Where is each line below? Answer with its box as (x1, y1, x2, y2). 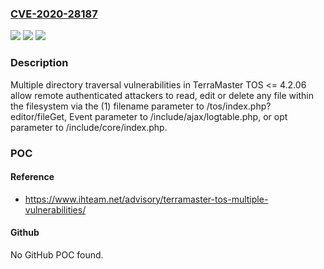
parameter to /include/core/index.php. (10, 121, 168, 133)
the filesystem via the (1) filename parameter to (10, 100, 205, 112)
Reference (10, 171, 55, 183)
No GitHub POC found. (10, 248, 104, 261)
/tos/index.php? (206, 100, 272, 112)
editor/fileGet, (10, 110, 68, 122)
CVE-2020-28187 (10, 7, 98, 21)
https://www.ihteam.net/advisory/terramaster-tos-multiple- (24, 193, 269, 205)
